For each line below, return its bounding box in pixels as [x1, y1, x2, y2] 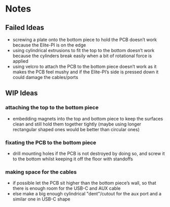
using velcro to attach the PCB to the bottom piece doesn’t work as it [12, 64, 157, 69]
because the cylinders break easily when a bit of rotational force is [12, 53, 152, 59]
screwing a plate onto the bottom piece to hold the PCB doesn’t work [12, 36, 157, 43]
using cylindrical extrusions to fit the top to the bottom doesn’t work [12, 48, 155, 53]
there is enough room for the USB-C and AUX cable [12, 185, 121, 191]
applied [12, 58, 29, 64]
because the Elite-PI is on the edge [12, 42, 86, 48]
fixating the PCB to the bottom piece [5, 139, 96, 146]
